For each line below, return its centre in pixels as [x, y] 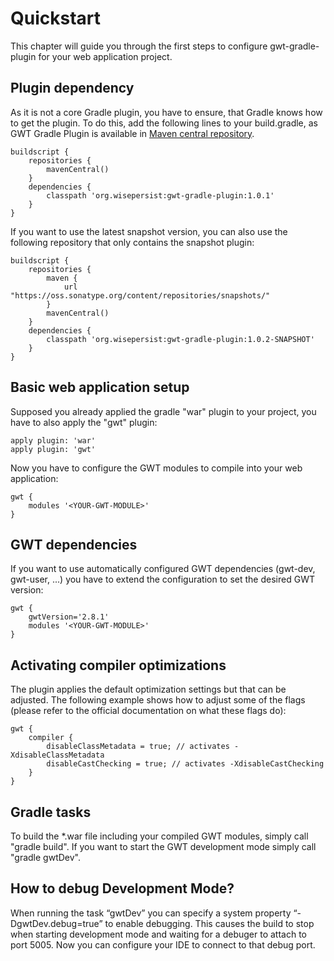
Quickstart [56, 18]
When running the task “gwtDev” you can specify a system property [151, 913]
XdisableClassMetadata [57, 755]
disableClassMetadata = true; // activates [138, 747]
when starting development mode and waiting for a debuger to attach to [158, 934]
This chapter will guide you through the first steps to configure [139, 46]
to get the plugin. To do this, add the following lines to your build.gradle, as [164, 123]
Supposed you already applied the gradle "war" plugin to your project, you [163, 411]
